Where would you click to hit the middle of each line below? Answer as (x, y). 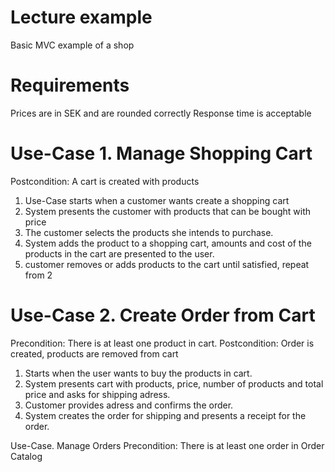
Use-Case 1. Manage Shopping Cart (161, 153)
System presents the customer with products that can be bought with (168, 211)
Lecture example (81, 17)
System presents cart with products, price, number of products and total (174, 383)
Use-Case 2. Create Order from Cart (163, 315)
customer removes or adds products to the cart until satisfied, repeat (167, 264)
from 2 (38, 275)
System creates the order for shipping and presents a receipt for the (165, 415)
